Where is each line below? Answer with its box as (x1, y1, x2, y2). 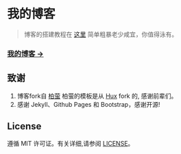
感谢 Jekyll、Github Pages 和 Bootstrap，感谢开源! (16, 100, 160, 108)
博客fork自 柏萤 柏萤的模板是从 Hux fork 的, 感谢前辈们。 (16, 92, 178, 100)
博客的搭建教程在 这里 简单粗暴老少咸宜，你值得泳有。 (23, 30, 178, 38)
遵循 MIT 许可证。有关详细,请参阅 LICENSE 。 (7, 140, 134, 148)
